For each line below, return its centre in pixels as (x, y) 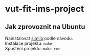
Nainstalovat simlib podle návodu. (39, 38)
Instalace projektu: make (29, 43)
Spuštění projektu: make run (33, 49)
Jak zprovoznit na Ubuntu (45, 27)
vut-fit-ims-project (45, 9)
